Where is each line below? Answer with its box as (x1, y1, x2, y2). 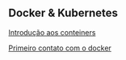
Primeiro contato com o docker (8, 43, 111, 53)
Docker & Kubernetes (8, 6, 119, 20)
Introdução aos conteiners (8, 27, 96, 37)
